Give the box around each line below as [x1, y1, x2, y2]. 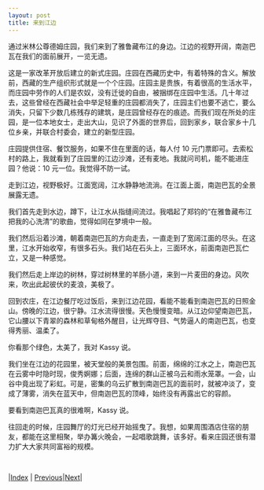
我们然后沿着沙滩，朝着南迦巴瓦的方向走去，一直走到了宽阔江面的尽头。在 [8, 233, 249, 242]
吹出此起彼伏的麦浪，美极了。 [21, 279, 119, 289]
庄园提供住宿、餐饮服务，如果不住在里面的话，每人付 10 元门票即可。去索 [8, 143, 247, 153]
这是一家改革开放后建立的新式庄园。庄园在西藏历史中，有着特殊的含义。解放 [8, 68, 256, 77]
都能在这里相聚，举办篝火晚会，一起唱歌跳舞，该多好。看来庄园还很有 [21, 432, 249, 441]
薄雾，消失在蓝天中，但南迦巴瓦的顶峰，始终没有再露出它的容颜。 [21, 389, 236, 398]
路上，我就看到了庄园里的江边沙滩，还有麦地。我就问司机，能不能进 [21, 153, 242, 163]
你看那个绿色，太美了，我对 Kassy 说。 [8, 342, 135, 352]
